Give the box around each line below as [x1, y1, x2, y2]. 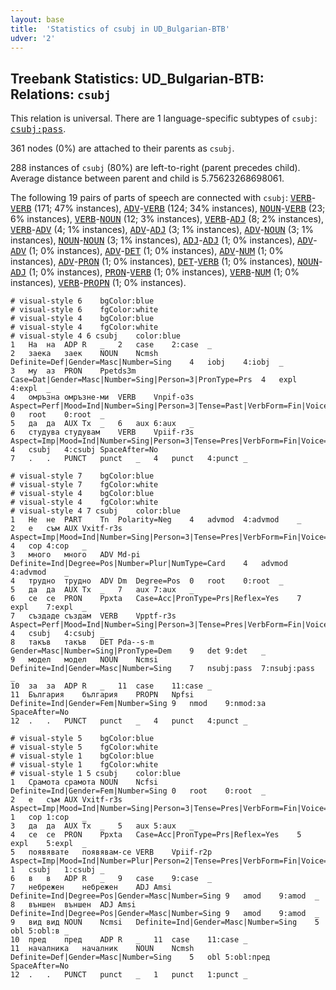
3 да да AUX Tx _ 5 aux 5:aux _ [10, 821, 195, 831]
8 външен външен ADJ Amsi [10, 900, 137, 910]
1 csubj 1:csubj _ [10, 865, 105, 875]
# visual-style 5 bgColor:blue [10, 734, 155, 744]
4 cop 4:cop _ [10, 541, 87, 551]
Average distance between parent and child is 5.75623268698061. [10, 172, 285, 185]
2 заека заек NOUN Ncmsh [10, 349, 159, 359]
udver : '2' [10, 33, 56, 43]
